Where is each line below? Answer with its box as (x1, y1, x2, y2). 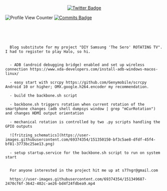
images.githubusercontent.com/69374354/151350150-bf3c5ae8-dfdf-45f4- (5, 137, 156, 142)
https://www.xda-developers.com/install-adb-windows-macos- (30, 67, 158, 72)
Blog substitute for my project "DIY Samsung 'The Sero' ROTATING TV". (10, 45, 163, 50)
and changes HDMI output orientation (5, 111, 84, 116)
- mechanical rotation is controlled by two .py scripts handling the (10, 120, 160, 125)
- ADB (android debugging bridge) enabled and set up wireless (10, 62, 144, 67)
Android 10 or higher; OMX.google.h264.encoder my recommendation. (5, 84, 149, 89)
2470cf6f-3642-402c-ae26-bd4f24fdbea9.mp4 (5, 181, 95, 186)
